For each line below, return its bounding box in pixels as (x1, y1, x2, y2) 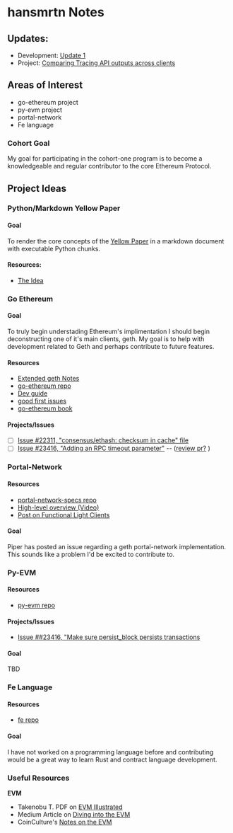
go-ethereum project (17, 98, 79, 106)
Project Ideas (7, 182, 67, 195)
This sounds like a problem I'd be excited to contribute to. (7, 550, 175, 558)
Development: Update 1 (17, 51, 86, 59)
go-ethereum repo (17, 381, 72, 390)
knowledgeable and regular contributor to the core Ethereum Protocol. (7, 162, 212, 171)
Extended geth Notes (17, 374, 80, 383)
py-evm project (17, 105, 62, 114)
